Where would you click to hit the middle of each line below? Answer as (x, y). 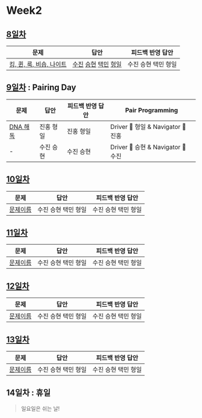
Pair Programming (152, 110)
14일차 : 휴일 (29, 393)
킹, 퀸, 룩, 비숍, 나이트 (38, 64)
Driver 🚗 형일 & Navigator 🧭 (148, 126)
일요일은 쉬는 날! (40, 408)
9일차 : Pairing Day (41, 88)
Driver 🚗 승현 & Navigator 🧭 (148, 147)
